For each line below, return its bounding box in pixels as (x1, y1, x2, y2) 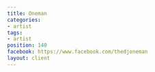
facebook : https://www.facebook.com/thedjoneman (7, 49, 148, 56)
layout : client (7, 55, 51, 62)
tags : (7, 29, 23, 36)
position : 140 (7, 42, 48, 49)
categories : (7, 16, 41, 23)
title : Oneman (7, 10, 48, 17)
